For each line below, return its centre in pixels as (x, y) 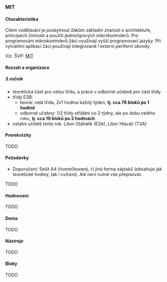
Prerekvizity (18, 135)
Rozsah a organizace (27, 67)
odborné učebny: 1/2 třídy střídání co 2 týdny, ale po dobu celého (88, 113)
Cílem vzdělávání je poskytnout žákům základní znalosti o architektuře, (78, 30)
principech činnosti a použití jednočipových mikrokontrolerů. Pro (72, 36)
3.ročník (14, 79)
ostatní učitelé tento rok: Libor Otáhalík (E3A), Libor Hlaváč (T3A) (79, 124)
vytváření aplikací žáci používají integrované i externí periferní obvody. (78, 46)
